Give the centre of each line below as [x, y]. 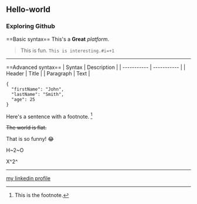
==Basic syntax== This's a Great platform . [58, 39]
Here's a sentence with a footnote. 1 [49, 116]
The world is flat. [26, 127]
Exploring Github [31, 26]
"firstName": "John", [38, 89]
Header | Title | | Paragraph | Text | [48, 73]
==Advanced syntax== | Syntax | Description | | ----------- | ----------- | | [96, 67]
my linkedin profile [28, 178]
